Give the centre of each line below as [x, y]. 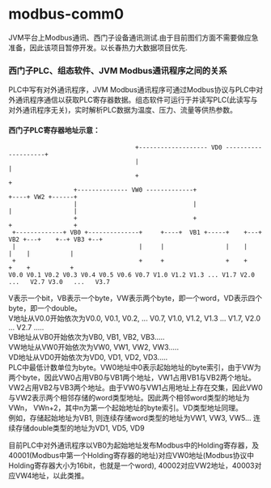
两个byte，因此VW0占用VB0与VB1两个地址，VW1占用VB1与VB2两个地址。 [132, 378]
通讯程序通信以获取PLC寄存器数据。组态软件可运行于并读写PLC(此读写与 [136, 100]
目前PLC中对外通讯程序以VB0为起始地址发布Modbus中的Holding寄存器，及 [134, 445]
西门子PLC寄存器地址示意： [54, 129]
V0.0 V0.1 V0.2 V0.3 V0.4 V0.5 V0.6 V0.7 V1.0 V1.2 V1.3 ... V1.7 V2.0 [131, 275]
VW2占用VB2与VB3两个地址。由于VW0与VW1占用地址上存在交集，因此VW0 [135, 388]
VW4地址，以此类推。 [52, 476]
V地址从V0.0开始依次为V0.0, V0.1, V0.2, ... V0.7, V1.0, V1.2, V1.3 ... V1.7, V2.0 [135, 318]
